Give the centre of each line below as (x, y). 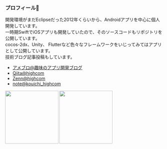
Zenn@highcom (29, 79)
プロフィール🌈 (22, 7)
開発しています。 (22, 26)
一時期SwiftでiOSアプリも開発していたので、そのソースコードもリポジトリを (84, 32)
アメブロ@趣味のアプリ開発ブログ (47, 68)
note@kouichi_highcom (36, 84)
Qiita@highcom (28, 73)
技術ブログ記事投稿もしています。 (40, 57)
